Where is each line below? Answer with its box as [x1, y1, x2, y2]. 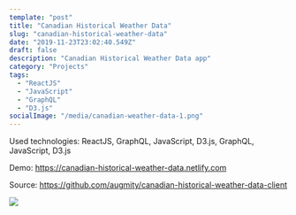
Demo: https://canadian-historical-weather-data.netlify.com [9, 163, 227, 173]
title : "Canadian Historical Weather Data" [9, 21, 172, 30]
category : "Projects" [9, 63, 89, 72]
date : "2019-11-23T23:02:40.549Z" [9, 37, 137, 47]
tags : [9, 71, 29, 80]
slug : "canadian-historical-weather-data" [9, 29, 168, 38]
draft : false [9, 46, 57, 55]
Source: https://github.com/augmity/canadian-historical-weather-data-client [9, 180, 288, 190]
